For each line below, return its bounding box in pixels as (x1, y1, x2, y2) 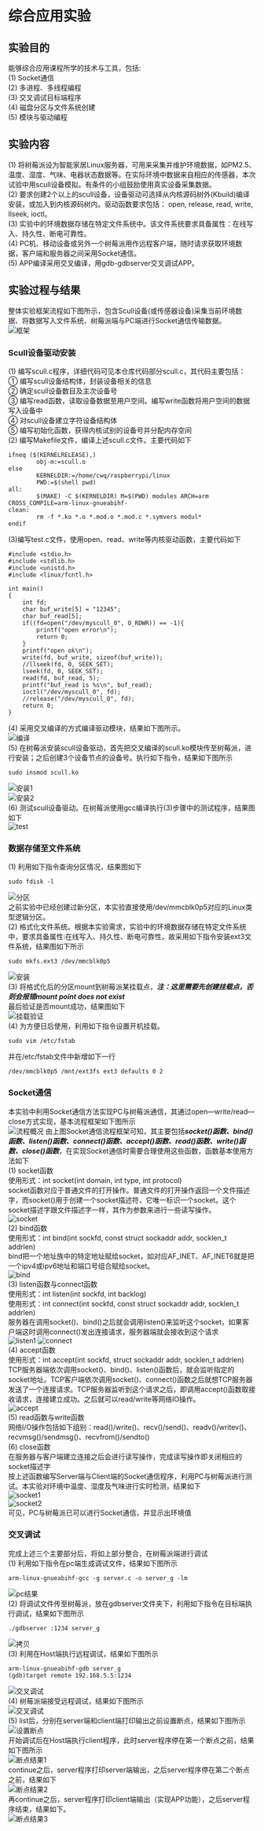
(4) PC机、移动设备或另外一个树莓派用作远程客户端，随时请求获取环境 (8, 238, 236, 248)
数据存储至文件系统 (8, 842, 81, 853)
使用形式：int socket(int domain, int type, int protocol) (8, 1175, 182, 1184)
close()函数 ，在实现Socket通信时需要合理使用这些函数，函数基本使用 (21, 1146, 247, 1155)
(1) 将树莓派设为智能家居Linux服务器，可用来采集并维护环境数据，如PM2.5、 (8, 160, 256, 169)
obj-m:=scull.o (36, 458, 86, 466)
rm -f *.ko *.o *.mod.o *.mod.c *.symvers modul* (36, 513, 202, 521)
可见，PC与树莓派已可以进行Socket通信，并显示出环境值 (8, 1508, 192, 1517)
